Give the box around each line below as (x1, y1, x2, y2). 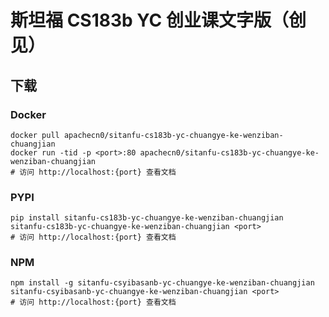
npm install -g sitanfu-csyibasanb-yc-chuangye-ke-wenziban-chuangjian (10, 278, 315, 288)
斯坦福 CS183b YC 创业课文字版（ (10, 9, 289, 32)
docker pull (10, 130, 60, 140)
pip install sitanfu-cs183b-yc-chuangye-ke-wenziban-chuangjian (10, 213, 284, 223)
